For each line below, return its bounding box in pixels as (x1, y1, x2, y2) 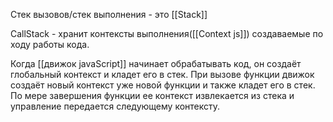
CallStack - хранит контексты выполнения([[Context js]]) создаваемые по (10, 28, 324, 39)
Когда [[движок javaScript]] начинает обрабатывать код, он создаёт (10, 58, 302, 69)
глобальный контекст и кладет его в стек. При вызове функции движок (10, 69, 315, 80)
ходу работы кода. (10, 39, 90, 50)
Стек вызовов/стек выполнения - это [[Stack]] (10, 9, 208, 20)
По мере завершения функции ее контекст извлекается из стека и (10, 90, 295, 101)
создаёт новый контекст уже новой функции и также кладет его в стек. (10, 79, 316, 91)
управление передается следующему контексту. (10, 100, 221, 112)
